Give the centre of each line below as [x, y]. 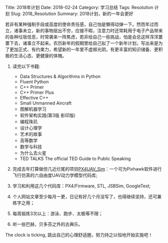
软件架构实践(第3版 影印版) [48, 115]
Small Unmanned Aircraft [46, 103]
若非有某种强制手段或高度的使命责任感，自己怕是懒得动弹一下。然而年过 [79, 24]
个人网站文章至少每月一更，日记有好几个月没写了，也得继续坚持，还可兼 [87, 197]
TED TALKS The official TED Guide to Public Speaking [75, 159]
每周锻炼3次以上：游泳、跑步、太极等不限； [58, 213]
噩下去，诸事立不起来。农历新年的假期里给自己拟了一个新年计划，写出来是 [82, 43]
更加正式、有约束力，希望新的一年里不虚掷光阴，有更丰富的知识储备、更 [84, 49]
